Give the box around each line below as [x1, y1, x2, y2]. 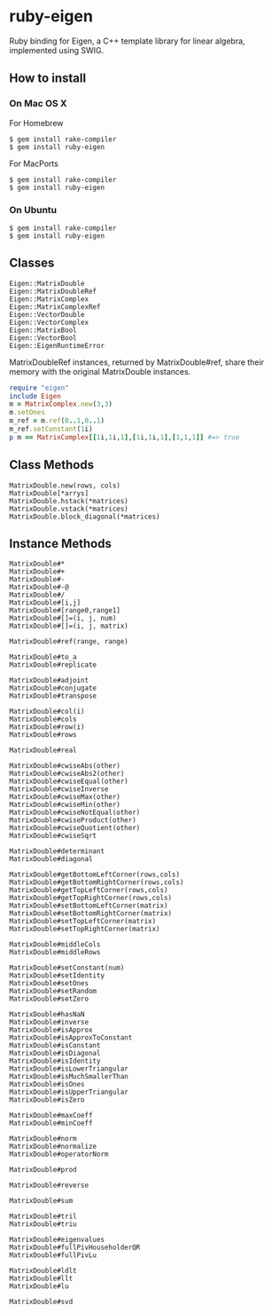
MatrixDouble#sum [9, 1197, 74, 1206]
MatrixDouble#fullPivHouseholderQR [9, 1243, 141, 1253]
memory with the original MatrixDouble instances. [9, 366, 191, 376]
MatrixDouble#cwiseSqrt [9, 832, 97, 841]
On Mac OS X [9, 98, 68, 110]
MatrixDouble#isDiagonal [9, 1049, 101, 1058]
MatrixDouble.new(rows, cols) [9, 481, 121, 490]
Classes [9, 256, 55, 271]
